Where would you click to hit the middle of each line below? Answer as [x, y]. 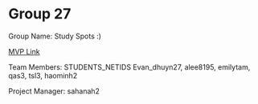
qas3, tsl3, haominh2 [43, 75]
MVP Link [24, 51]
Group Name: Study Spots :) [55, 36]
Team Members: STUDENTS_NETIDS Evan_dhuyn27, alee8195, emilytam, [129, 67]
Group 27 [40, 14]
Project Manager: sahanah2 [54, 91]
